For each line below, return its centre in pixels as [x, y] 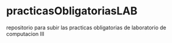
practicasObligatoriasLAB [72, 11]
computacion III [25, 33]
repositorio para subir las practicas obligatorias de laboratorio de [86, 27]
